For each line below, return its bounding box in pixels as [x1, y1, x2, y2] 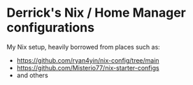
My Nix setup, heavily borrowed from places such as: [6, 42, 160, 51]
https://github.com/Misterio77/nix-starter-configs [16, 63, 159, 72]
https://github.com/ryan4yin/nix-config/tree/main [16, 56, 159, 64]
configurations [6, 20, 95, 36]
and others [16, 71, 48, 79]
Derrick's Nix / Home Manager [6, 5, 186, 21]
